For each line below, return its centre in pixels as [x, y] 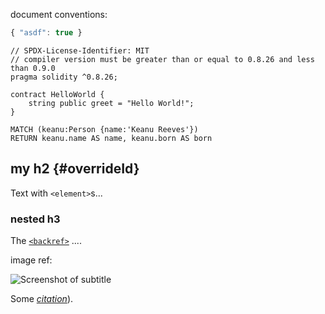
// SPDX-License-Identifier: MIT [80, 50]
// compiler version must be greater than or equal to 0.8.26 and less [162, 59]
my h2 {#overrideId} [75, 169]
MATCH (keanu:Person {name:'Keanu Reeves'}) [104, 129]
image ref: [31, 260]
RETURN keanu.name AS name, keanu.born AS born [111, 138]
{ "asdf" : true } [46, 33]
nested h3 [35, 219]
